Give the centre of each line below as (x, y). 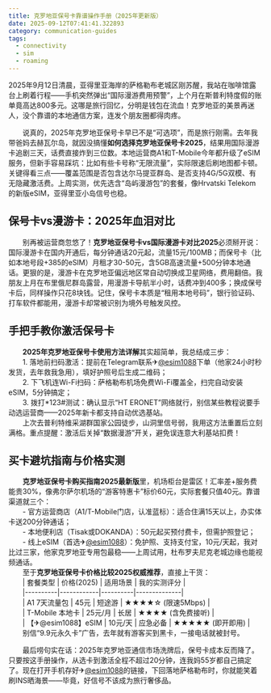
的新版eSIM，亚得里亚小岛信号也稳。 (70, 193)
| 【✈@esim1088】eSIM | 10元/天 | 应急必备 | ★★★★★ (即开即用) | (136, 623)
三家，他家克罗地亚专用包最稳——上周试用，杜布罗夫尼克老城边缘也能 (139, 552)
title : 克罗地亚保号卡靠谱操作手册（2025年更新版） (85, 16)
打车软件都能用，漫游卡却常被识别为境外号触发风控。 (97, 302)
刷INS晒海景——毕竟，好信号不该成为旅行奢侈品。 (92, 681)
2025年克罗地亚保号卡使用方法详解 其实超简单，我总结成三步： (127, 352)
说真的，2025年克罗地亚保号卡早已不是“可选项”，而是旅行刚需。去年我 (140, 132)
